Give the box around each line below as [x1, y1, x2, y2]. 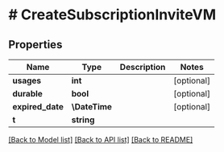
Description [119, 62, 166, 72]
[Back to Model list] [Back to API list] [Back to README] [8, 135, 193, 144]
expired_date [12, 101, 64, 112]
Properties [8, 38, 63, 51]
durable [12, 88, 43, 99]
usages [12, 75, 42, 86]
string [71, 114, 95, 125]
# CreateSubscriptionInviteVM [8, 6, 217, 24]
